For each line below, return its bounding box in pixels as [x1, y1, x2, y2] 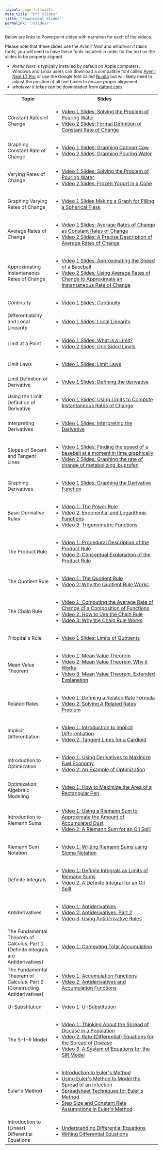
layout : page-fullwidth [5, 7, 53, 12]
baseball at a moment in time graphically [61, 450, 154, 457]
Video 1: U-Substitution [61, 1003, 116, 1010]
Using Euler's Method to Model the [61, 1076, 141, 1082]
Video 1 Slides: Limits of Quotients [61, 635, 140, 642]
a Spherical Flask [61, 204, 101, 211]
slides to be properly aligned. [5, 54, 64, 60]
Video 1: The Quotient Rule [61, 575, 123, 582]
